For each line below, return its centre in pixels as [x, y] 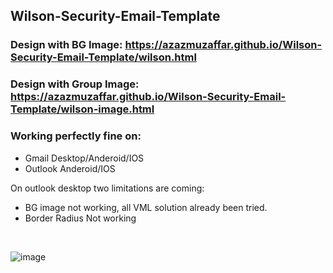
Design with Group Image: [75, 84]
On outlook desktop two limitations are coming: [107, 188]
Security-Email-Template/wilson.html [103, 57]
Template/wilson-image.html [82, 109]
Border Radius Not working [80, 218]
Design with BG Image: [66, 45]
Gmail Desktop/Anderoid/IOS [84, 158]
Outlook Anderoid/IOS [70, 168]
